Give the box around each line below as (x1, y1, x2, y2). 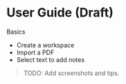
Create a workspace (16, 41, 75, 49)
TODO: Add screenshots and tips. (23, 69, 120, 77)
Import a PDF (16, 48, 55, 56)
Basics (6, 28, 26, 36)
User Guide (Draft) (6, 5, 114, 21)
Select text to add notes (16, 55, 85, 63)
